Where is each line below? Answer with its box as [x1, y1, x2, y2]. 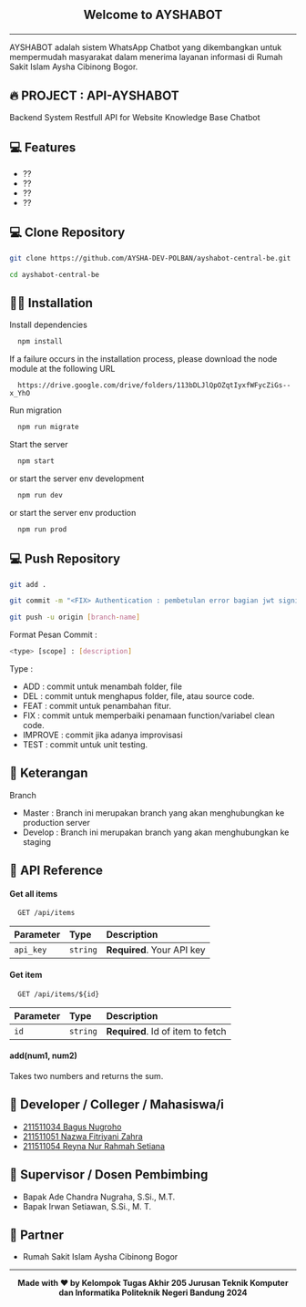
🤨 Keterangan [9, 766, 88, 781]
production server [22, 817, 91, 828]
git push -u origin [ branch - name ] [9, 612, 141, 623]
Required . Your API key [106, 943, 206, 956]
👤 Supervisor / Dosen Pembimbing [9, 1167, 209, 1183]
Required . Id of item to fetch [106, 1024, 227, 1037]
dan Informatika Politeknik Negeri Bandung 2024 [58, 1287, 248, 1298]
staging [22, 836, 52, 847]
